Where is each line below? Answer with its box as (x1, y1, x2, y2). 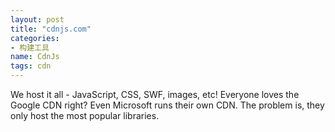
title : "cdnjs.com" (10, 24, 92, 34)
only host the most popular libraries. (10, 110, 160, 121)
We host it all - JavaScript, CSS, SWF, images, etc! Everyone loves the (10, 89, 300, 100)
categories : (10, 33, 60, 43)
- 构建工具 (10, 42, 50, 53)
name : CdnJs (10, 52, 60, 62)
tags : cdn (10, 61, 52, 71)
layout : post (10, 14, 65, 25)
